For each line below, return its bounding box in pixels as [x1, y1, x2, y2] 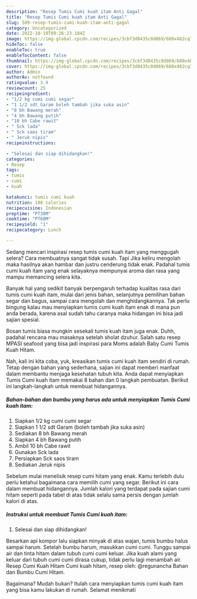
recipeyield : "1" [6, 221, 49, 227]
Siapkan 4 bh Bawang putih [14, 436, 81, 443]
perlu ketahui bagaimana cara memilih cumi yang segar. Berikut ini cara [6, 478, 179, 486]
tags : [6, 167, 19, 173]
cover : [6, 63, 22, 70]
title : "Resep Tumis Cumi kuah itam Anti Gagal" [6, 14, 127, 20]
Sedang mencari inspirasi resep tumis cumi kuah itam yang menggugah [6, 248, 179, 255]
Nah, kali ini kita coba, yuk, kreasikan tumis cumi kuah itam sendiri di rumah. [6, 358, 191, 365]
